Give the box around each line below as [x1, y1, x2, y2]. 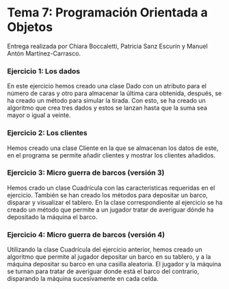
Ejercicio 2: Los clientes [7, 128, 87, 138]
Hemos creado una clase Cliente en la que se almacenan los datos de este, [7, 144, 219, 152]
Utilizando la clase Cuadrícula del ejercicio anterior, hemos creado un [7, 245, 203, 254]
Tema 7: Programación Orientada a [7, 5, 208, 21]
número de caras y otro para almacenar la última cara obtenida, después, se [7, 89, 222, 97]
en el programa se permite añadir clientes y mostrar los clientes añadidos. [7, 151, 216, 159]
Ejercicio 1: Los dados [7, 66, 81, 76]
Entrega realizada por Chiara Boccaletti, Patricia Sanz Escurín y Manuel [7, 42, 208, 50]
